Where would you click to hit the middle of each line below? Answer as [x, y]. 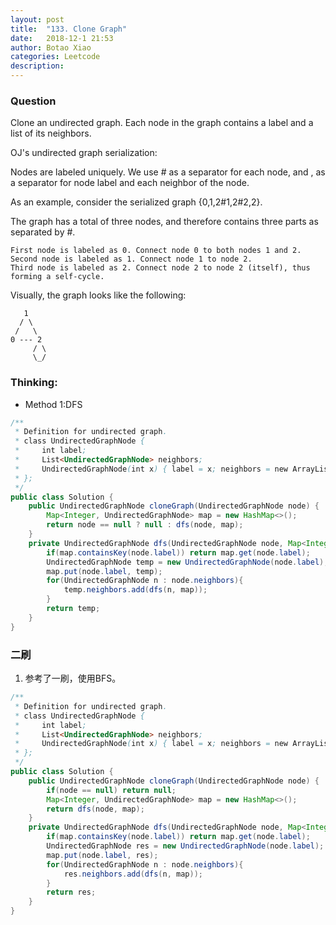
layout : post [37, 19]
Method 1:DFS [53, 404]
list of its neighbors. [51, 133]
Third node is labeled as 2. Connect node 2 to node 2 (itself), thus [160, 268]
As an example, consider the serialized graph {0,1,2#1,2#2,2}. [136, 202]
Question [33, 101]
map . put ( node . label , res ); [102, 855]
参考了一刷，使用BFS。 [73, 678]
